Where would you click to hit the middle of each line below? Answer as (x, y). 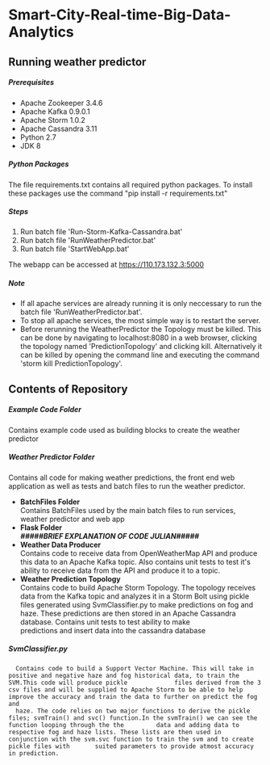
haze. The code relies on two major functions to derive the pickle (133, 711)
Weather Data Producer (60, 544)
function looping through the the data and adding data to (124, 725)
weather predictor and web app (72, 519)
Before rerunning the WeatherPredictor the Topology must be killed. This (141, 330)
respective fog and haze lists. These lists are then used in (115, 732)
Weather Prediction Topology (70, 578)
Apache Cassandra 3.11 (58, 128)
